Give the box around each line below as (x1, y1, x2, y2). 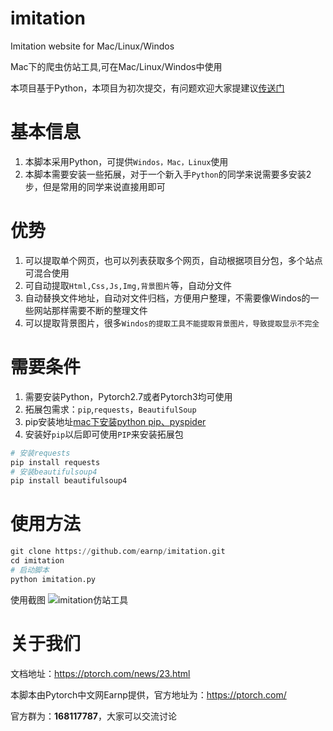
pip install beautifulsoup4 (10, 476, 128, 486)
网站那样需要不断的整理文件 (33, 304, 148, 316)
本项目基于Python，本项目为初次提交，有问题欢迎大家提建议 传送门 (10, 82, 285, 94)
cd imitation (10, 556, 65, 566)
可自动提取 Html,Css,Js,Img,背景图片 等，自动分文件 (24, 279, 232, 291)
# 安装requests (10, 448, 71, 458)
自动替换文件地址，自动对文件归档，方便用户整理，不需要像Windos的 (24, 292, 311, 304)
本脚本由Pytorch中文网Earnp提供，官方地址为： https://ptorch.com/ (10, 688, 287, 701)
